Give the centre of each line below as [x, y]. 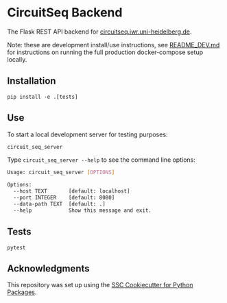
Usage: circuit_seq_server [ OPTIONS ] [61, 173]
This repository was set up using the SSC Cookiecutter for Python [100, 285]
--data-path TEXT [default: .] [60, 204]
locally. [17, 59]
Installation [32, 81]
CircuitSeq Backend [65, 13]
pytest [16, 247]
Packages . [22, 292]
